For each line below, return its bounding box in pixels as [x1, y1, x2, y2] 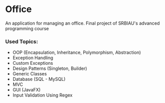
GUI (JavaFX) [12, 87, 41, 93]
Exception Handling [12, 55, 53, 61]
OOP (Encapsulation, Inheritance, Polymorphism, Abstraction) [12, 49, 141, 56]
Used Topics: [5, 38, 38, 45]
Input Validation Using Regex [12, 92, 73, 98]
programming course [5, 25, 49, 31]
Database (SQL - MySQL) [12, 76, 66, 82]
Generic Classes [12, 71, 47, 77]
